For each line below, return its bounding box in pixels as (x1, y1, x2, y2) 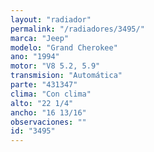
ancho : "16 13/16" (10, 107, 87, 118)
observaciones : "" (10, 117, 87, 127)
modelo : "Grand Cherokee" (10, 42, 118, 53)
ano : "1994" (10, 52, 60, 62)
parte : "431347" (10, 80, 78, 90)
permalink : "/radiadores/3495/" (10, 24, 145, 34)
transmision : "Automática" (10, 71, 123, 81)
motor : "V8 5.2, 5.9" (10, 61, 101, 71)
